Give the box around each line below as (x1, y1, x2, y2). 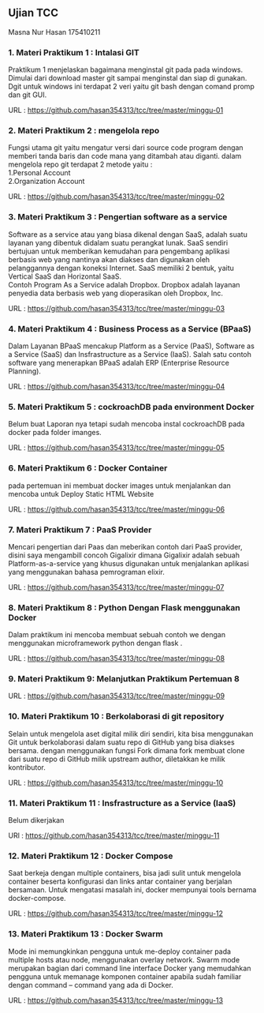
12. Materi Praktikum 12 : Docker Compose (8, 850, 173, 861)
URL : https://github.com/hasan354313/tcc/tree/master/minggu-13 (8, 995, 223, 1005)
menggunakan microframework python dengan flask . (8, 639, 183, 648)
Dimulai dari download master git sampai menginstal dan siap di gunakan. (8, 73, 247, 83)
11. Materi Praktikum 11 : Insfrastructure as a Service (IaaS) (8, 797, 236, 809)
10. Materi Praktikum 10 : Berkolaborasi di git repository (8, 711, 225, 722)
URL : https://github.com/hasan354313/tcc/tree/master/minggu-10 (8, 778, 224, 787)
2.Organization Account (8, 177, 85, 186)
